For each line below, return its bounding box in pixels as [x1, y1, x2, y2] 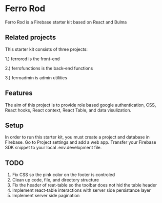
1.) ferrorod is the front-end [5, 56, 60, 62]
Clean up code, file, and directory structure [12, 177, 99, 183]
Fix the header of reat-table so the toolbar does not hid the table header [12, 182, 157, 188]
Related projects [5, 33, 56, 42]
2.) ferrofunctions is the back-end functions [5, 65, 93, 71]
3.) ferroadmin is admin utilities [5, 74, 67, 81]
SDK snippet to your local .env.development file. [5, 145, 102, 151]
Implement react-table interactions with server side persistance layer [12, 187, 151, 193]
